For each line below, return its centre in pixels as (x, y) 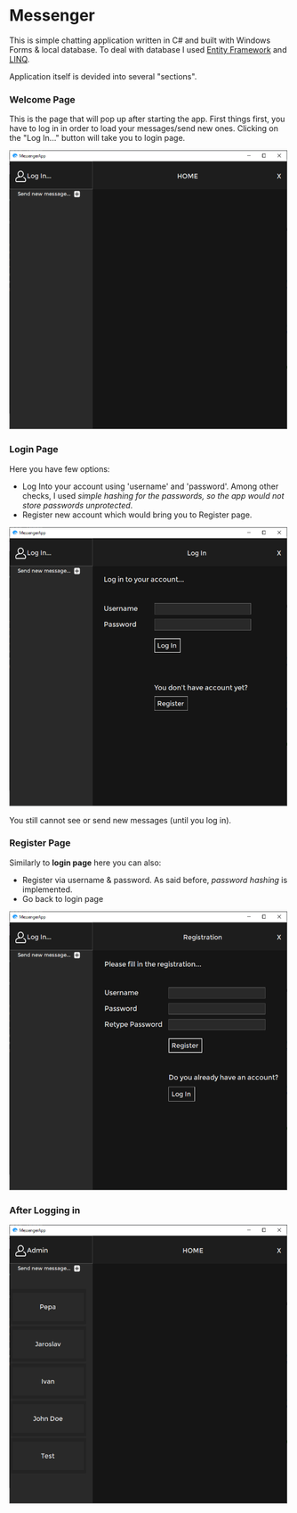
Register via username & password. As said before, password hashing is (155, 880)
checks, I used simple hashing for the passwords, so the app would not (153, 495)
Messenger (52, 16)
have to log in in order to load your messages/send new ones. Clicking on (144, 128)
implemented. (47, 889)
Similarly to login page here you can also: (85, 863)
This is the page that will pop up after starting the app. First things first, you (147, 119)
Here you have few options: (60, 468)
